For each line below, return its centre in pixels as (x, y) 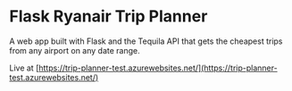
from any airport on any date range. (75, 50)
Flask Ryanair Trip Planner (108, 17)
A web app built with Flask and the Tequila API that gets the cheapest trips (146, 41)
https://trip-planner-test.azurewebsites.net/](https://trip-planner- (159, 68)
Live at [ (24, 68)
